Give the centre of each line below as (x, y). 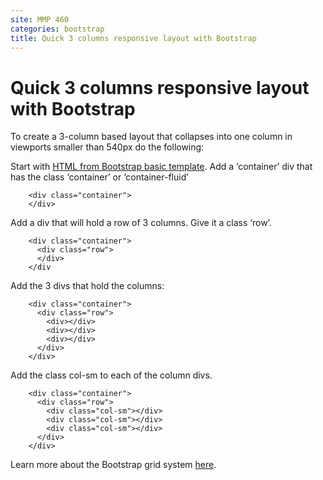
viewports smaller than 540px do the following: (107, 147)
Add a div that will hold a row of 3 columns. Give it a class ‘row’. (141, 223)
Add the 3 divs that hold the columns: (87, 286)
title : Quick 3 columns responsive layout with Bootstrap (133, 38)
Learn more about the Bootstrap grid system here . (113, 465)
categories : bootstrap (57, 29)
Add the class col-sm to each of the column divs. (111, 375)
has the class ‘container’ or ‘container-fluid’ (99, 177)
